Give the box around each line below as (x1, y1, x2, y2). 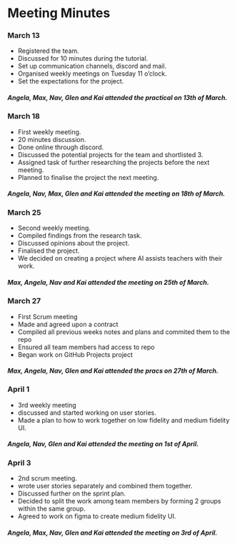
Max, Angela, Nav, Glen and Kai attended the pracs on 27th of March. (7, 366, 219, 376)
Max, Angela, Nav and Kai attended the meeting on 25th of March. (7, 278, 209, 286)
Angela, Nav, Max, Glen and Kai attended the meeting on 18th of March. (7, 189, 226, 198)
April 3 (7, 458, 31, 468)
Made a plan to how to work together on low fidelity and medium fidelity (17, 415, 230, 424)
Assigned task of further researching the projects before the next (17, 158, 210, 166)
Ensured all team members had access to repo (17, 343, 155, 351)
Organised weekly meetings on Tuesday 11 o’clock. (17, 69, 168, 78)
